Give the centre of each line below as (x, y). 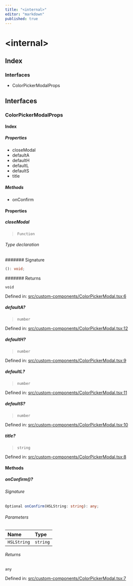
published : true (21, 19)
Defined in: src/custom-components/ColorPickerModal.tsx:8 (66, 457)
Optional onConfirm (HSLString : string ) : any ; (52, 506)
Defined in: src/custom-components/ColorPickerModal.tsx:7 (66, 579)
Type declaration (22, 245)
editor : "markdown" (25, 14)
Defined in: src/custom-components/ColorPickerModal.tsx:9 (66, 360)
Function (26, 234)
